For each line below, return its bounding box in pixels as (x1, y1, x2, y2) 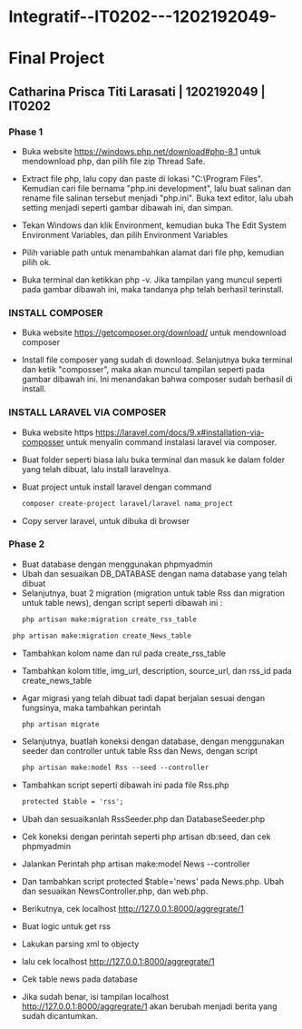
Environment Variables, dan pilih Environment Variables (21, 230, 229, 241)
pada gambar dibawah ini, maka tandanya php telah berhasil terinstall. (21, 284, 285, 295)
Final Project (8, 48, 105, 69)
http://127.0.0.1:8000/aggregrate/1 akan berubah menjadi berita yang (21, 1001, 278, 1012)
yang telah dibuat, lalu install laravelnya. (21, 463, 171, 474)
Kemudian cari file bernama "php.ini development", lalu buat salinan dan (21, 183, 291, 194)
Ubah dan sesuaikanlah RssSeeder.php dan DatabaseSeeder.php (21, 814, 266, 825)
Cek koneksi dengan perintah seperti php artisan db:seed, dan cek (21, 831, 271, 842)
